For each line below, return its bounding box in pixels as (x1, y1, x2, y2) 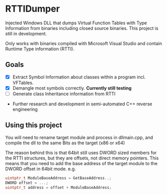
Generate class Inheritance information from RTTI (12, 91, 116, 97)
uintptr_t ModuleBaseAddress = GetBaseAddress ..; (5, 175, 112, 180)
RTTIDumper (5, 3, 60, 15)
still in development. (5, 30, 47, 36)
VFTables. (12, 80, 34, 86)
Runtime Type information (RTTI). (5, 46, 75, 52)
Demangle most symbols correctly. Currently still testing (12, 85, 132, 91)
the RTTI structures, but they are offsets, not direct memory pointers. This (5, 155, 159, 161)
